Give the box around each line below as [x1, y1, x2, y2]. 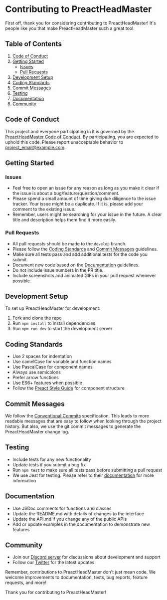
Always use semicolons [12, 369, 61, 375]
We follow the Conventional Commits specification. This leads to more [5, 412, 150, 418]
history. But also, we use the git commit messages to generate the [5, 423, 141, 429]
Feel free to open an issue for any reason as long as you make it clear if [12, 185, 160, 191]
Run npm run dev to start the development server [12, 326, 113, 332]
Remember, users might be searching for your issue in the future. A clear [12, 211, 162, 217]
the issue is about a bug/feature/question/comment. [12, 191, 120, 197]
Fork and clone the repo [12, 315, 62, 321]
